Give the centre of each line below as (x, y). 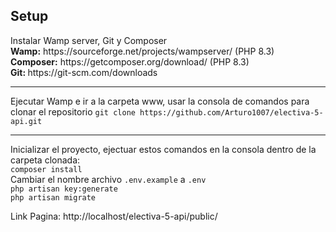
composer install (46, 169)
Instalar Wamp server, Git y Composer (89, 40)
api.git (26, 121)
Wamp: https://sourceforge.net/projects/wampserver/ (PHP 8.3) (142, 51)
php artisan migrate (53, 197)
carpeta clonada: (45, 160)
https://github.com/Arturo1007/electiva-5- (231, 112)
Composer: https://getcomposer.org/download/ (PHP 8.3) (130, 61)
